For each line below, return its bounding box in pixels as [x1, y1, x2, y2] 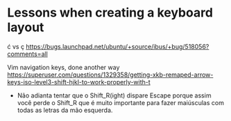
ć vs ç [7, 42, 25, 50]
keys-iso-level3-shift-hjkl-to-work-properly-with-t [7, 77, 151, 86]
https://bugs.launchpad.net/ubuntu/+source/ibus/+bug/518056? [26, 42, 209, 50]
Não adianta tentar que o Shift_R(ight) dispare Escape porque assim [17, 91, 212, 100]
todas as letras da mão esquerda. [17, 106, 113, 114]
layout [7, 19, 44, 35]
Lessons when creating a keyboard [7, 5, 214, 21]
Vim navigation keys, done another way [7, 63, 120, 71]
